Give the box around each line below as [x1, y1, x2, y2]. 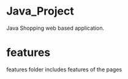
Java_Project [6, 4, 75, 18]
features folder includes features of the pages [6, 66, 122, 73]
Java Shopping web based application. [6, 24, 105, 32]
